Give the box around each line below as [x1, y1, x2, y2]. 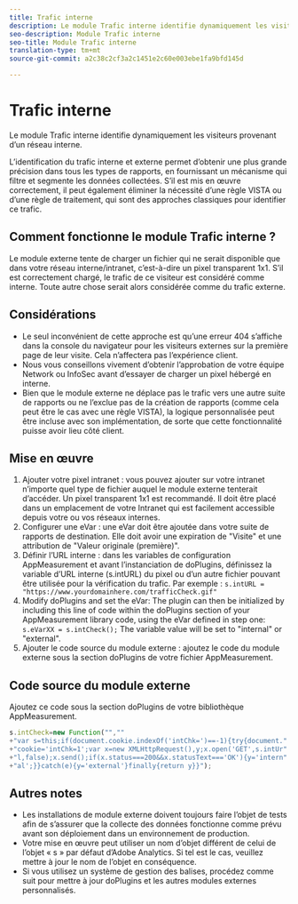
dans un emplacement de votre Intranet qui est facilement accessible [21, 503, 275, 514]
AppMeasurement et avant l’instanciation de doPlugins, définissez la [21, 559, 272, 570]
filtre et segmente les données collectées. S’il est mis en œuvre [9, 175, 241, 186]
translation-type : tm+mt [9, 46, 101, 55]
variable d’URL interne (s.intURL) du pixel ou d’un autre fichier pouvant [21, 569, 281, 580]
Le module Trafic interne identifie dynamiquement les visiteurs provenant [9, 130, 277, 140]
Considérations [9, 308, 97, 323]
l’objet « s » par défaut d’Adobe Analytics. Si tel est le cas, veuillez [21, 847, 263, 858]
